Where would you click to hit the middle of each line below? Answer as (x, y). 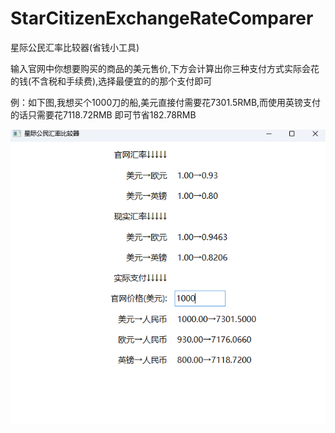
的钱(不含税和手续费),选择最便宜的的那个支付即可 (111, 81)
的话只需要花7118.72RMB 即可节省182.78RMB (103, 114)
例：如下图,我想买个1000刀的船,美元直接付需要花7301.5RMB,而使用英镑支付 (166, 102)
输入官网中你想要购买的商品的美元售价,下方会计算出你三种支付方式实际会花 (165, 68)
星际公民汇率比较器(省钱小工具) (75, 47)
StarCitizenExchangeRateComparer (162, 18)
